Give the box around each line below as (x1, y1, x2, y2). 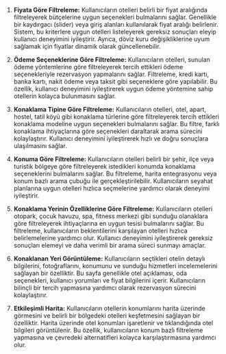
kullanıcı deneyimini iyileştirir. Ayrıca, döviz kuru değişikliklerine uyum (13, 35, 210, 43)
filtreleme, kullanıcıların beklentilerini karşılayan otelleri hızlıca (13, 226, 188, 235)
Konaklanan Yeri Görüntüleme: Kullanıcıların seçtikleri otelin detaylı (13, 255, 205, 263)
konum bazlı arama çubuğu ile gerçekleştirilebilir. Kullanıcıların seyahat (13, 177, 214, 185)
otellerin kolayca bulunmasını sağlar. (13, 92, 116, 100)
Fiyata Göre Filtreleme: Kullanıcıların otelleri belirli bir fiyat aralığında (13, 6, 208, 14)
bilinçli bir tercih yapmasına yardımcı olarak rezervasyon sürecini (13, 284, 197, 292)
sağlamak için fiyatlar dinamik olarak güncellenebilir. (13, 43, 161, 50)
